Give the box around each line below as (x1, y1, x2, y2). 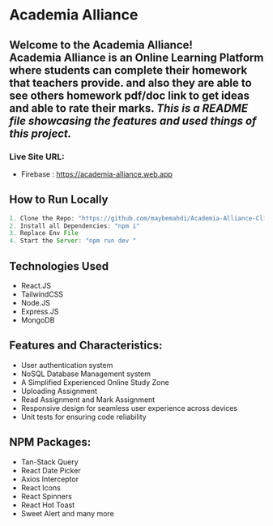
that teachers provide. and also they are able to (9, 75, 252, 90)
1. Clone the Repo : (9, 214, 75, 222)
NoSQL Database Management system (20, 369, 151, 378)
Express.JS (20, 306, 59, 316)
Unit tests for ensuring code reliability (20, 412, 147, 421)
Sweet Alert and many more (20, 508, 114, 518)
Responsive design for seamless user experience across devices (20, 403, 238, 413)
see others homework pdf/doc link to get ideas (9, 88, 250, 102)
